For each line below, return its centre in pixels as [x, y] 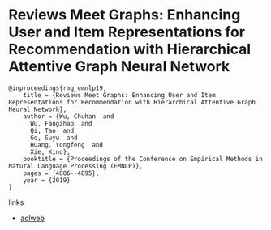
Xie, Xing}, [50, 151]
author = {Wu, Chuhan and [69, 116]
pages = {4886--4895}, [61, 173]
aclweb [32, 218]
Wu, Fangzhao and [61, 123]
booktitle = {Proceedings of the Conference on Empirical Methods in [143, 159]
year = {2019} [47, 180]
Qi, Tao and [52, 130]
